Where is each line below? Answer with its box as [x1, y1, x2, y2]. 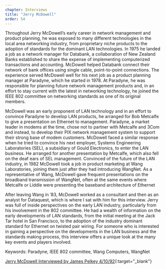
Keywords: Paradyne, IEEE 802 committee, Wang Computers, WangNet [5, 249, 150, 255]
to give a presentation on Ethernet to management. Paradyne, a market [5, 119, 150, 125]
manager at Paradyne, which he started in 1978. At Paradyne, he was [5, 77, 146, 83]
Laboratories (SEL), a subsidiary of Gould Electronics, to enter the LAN [5, 145, 149, 151]
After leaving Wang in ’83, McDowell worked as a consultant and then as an [5, 192, 159, 198]
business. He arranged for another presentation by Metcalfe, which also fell [5, 150, 159, 156]
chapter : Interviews [5, 7, 48, 12]
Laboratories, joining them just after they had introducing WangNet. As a [5, 166, 152, 172]
